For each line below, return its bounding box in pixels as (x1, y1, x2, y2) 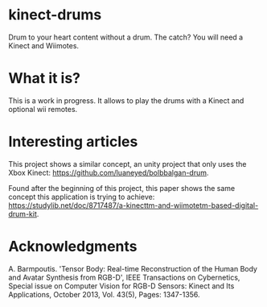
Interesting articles (8, 133, 138, 151)
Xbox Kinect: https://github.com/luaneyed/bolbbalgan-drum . (8, 168, 209, 177)
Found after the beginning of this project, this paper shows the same (8, 183, 236, 193)
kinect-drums (8, 6, 102, 24)
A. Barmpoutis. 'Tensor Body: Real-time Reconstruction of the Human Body (8, 263, 257, 273)
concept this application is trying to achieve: (8, 192, 155, 201)
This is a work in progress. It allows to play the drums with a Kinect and (8, 95, 244, 106)
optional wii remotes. (8, 104, 78, 114)
